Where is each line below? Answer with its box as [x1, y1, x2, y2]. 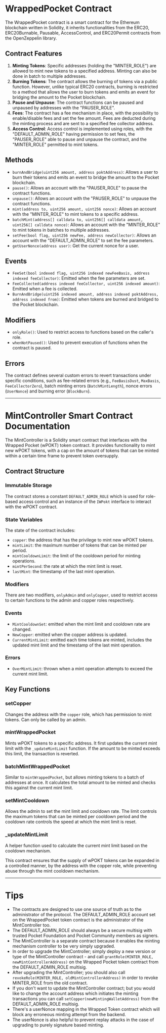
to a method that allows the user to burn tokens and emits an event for [12, 89, 156, 95]
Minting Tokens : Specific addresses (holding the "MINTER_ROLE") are [12, 62, 157, 68]
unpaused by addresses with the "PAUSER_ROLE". [12, 104, 115, 110]
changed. [12, 626, 32, 632]
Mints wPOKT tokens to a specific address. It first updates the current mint [5, 740, 157, 746]
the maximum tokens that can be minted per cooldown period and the [5, 814, 147, 820]
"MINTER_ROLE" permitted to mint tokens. [12, 142, 99, 148]
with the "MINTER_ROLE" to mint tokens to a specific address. [12, 211, 139, 217]
